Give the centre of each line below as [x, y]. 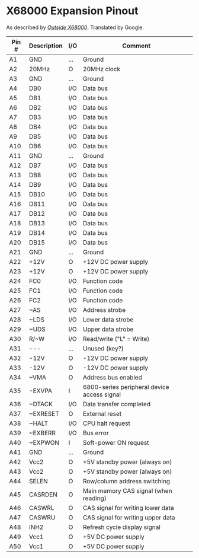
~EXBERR [42, 433]
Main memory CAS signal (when [128, 490]
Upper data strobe [108, 329]
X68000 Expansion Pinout [72, 11]
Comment [137, 46]
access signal [102, 394]
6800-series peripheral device [126, 387]
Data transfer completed [117, 404]
